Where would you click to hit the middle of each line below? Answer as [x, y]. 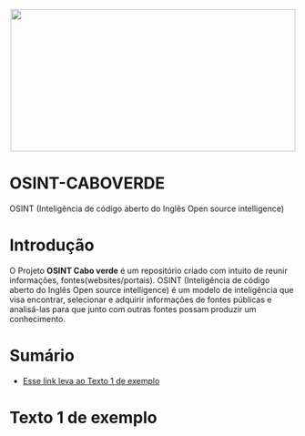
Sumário [42, 356]
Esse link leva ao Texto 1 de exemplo [91, 380]
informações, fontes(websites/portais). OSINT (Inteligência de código [140, 280]
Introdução [52, 245]
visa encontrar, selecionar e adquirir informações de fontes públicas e [141, 299]
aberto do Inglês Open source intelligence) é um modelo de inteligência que [152, 289]
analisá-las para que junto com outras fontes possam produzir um [133, 309]
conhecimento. [38, 319]
